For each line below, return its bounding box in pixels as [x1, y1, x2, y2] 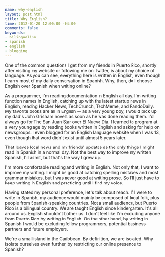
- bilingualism [5, 35, 36, 40]
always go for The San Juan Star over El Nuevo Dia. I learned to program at [5, 119, 158, 125]
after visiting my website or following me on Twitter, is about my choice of [5, 67, 155, 73]
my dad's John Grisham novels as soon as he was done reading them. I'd [5, 113, 154, 119]
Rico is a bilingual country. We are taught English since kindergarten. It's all [5, 205, 158, 211]
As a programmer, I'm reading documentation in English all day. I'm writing [5, 92, 156, 99]
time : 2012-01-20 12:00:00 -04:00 [5, 21, 76, 26]
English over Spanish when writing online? [5, 83, 91, 89]
